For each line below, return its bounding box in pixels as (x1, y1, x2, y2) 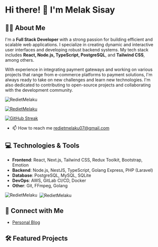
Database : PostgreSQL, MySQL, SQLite (12, 172, 91, 178)
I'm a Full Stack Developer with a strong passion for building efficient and (5, 36, 153, 42)
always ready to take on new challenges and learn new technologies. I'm (5, 77, 151, 82)
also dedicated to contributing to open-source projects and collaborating (5, 82, 151, 88)
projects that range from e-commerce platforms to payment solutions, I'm (5, 72, 153, 77)
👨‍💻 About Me (5, 24, 46, 32)
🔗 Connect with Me (5, 206, 64, 215)
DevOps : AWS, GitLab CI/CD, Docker (12, 177, 87, 183)
